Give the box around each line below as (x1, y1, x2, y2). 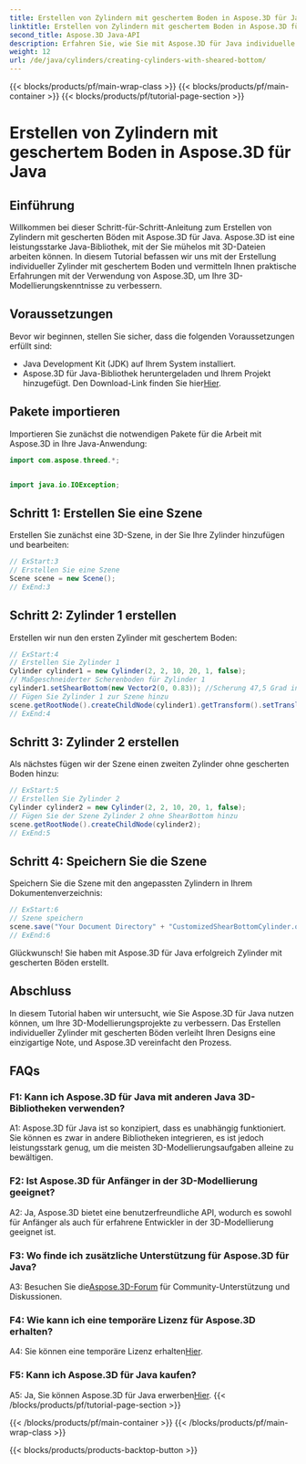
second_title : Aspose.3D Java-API (9, 30, 141, 39)
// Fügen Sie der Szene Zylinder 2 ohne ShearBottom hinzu (9, 811, 239, 820)
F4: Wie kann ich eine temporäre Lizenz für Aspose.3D (9, 1313, 257, 1326)
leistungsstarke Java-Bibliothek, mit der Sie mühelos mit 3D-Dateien (9, 241, 266, 252)
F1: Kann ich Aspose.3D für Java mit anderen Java (9, 1090, 237, 1103)
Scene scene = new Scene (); (9, 574, 117, 583)
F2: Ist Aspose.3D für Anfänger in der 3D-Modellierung (9, 1174, 258, 1187)
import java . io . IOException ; (9, 480, 120, 490)
